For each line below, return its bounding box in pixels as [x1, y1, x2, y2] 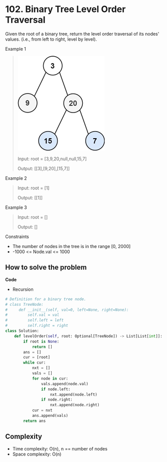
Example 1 [5, 46, 26, 52]
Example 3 [5, 204, 27, 210]
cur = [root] [23, 355, 51, 360]
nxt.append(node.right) [50, 403, 100, 408]
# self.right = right [5, 323, 69, 328]
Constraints [5, 234, 29, 240]
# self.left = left [5, 318, 64, 323]
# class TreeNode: [5, 302, 44, 307]
